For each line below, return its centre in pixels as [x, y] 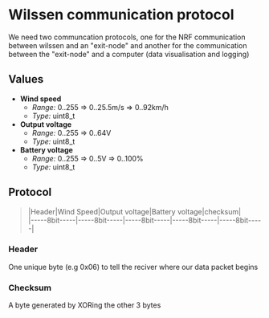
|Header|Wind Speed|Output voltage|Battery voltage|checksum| [134, 211]
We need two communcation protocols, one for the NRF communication [127, 37]
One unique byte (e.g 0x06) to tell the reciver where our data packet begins [133, 267]
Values [26, 79]
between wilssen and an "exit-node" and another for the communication [128, 45]
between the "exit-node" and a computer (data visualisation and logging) [129, 54]
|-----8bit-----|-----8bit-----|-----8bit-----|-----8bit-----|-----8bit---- [145, 220]
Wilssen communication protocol [121, 15]
